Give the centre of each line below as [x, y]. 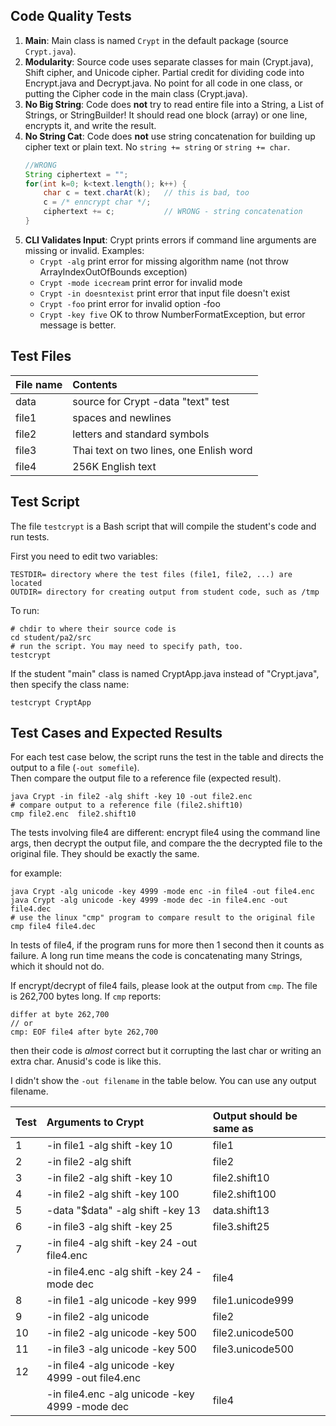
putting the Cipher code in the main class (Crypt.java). [136, 93]
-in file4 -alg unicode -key [110, 1366]
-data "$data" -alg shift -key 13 [123, 1211]
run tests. [30, 536]
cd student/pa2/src [51, 637]
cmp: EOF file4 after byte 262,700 [84, 1032]
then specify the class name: [70, 684]
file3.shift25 [241, 1227]
